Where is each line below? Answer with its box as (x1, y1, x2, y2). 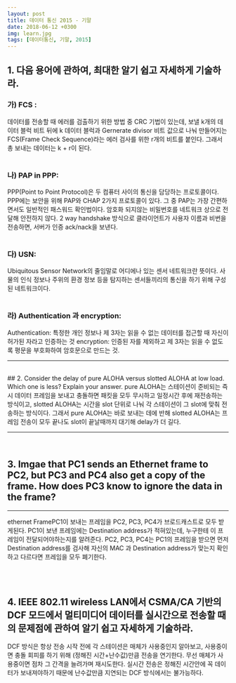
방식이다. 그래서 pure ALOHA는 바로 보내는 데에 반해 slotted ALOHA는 (25, 409, 221, 417)
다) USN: (7, 250, 37, 260)
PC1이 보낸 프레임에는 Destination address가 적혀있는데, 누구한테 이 (27, 526, 216, 534)
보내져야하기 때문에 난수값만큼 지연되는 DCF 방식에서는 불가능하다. (20, 668, 204, 677)
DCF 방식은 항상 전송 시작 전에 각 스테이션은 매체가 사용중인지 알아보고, (7, 642, 204, 651)
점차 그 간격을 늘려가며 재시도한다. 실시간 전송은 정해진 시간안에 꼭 (31, 660, 214, 668)
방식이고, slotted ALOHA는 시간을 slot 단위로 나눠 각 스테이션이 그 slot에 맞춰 (7, 399, 220, 408)
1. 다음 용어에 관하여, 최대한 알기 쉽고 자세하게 (7, 64, 194, 76)
